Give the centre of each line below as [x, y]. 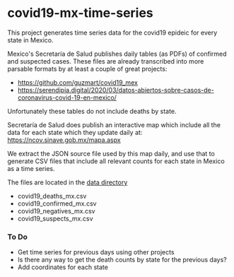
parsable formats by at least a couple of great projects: [87, 69]
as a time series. [31, 168]
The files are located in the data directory [68, 182]
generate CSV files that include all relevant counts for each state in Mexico [116, 161]
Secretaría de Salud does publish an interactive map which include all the [114, 124]
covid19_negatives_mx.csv [56, 211]
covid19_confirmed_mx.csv [57, 204]
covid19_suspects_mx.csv [55, 218]
